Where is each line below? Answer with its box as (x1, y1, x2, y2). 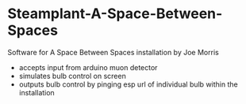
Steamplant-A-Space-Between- (7, 5, 223, 23)
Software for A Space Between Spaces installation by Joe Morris (7, 47, 219, 57)
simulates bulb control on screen (18, 71, 126, 80)
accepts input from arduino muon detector (18, 62, 158, 72)
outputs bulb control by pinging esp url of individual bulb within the (18, 80, 239, 89)
